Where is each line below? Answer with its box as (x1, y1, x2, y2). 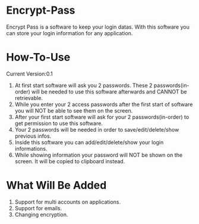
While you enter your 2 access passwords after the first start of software (14, 101, 193, 108)
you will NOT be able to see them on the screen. (14, 107, 133, 114)
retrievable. (14, 94, 43, 101)
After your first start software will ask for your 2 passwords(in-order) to (14, 113, 189, 120)
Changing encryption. (14, 211, 68, 218)
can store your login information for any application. (6, 29, 133, 36)
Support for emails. (14, 204, 62, 211)
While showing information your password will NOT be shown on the (14, 151, 183, 158)
